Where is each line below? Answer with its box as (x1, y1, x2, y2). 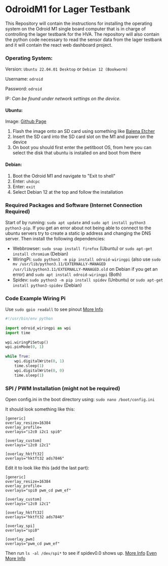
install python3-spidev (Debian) (12, 282, 82, 288)
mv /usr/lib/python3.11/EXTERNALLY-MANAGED (12, 261, 106, 267)
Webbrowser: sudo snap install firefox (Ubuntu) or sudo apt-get (12, 245, 153, 252)
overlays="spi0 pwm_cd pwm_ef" (5, 488, 71, 493)
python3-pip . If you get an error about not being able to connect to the (5, 225, 152, 231)
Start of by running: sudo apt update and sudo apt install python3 (5, 219, 146, 225)
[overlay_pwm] (5, 537, 35, 542)
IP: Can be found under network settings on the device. (5, 95, 121, 102)
